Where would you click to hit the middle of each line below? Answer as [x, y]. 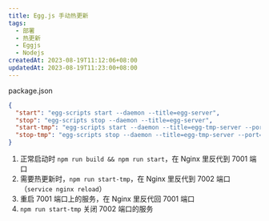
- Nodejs [30, 53]
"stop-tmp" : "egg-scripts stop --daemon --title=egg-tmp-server [125, 135]
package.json [31, 90]
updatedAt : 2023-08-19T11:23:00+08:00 [73, 68]
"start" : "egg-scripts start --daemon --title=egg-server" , [118, 113]
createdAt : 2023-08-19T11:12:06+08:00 [73, 61]
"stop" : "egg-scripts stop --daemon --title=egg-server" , [114, 120]
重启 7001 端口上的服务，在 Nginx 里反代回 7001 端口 [107, 199]
